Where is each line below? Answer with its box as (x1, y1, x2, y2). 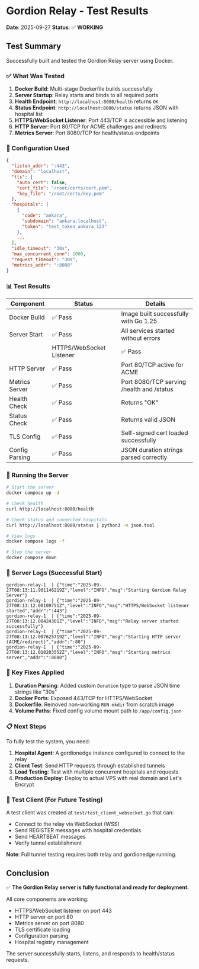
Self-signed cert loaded (121, 429, 188, 437)
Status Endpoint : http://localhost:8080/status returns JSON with (14, 104, 179, 111)
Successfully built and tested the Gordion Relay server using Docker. (6, 57, 174, 64)
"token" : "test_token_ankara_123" (21, 223, 108, 229)
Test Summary (6, 41, 62, 52)
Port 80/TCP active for (121, 361, 184, 369)
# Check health (6, 500, 44, 507)
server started (141, 618, 179, 624)
